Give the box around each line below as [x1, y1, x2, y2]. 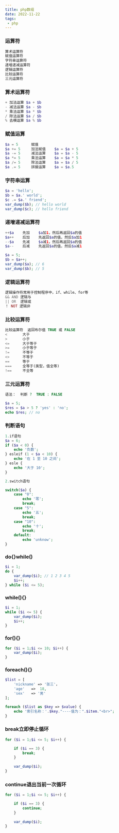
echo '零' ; [22, 496, 44, 502]
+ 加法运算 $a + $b [5, 100, 42, 105]
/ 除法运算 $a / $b [5, 114, 42, 118]
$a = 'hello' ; [5, 189, 34, 193]
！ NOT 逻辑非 [5, 303, 31, 308]
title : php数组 [5, 7, 34, 12]
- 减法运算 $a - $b [5, 104, 42, 110]
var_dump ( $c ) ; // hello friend [5, 207, 68, 211]
